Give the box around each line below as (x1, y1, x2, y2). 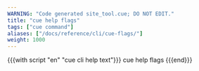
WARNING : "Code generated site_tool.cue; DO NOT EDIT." (7, 10, 174, 18)
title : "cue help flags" (7, 17, 80, 24)
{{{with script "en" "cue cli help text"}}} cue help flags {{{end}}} (7, 56, 193, 64)
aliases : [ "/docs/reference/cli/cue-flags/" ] (7, 30, 143, 37)
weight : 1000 (7, 37, 46, 44)
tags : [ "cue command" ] (7, 23, 74, 30)
